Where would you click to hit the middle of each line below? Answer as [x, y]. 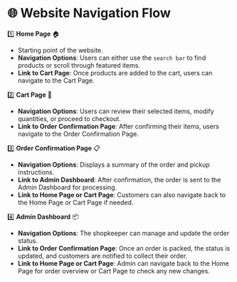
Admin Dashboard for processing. [67, 187]
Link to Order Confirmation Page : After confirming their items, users [118, 126]
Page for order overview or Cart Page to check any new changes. [114, 271]
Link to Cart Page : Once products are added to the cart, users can [115, 73]
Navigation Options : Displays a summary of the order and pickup [114, 164]
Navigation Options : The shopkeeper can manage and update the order [123, 233]
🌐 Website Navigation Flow [89, 13]
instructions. [36, 172]
